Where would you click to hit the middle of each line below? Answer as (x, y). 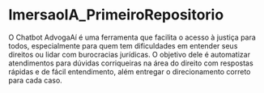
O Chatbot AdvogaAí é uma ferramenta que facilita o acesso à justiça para (132, 37)
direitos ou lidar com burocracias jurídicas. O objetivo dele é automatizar (130, 54)
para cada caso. (35, 80)
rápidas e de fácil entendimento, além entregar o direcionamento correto (130, 71)
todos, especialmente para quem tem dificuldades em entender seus (123, 45)
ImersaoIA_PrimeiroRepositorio (116, 15)
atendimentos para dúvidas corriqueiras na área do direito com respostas (131, 63)
